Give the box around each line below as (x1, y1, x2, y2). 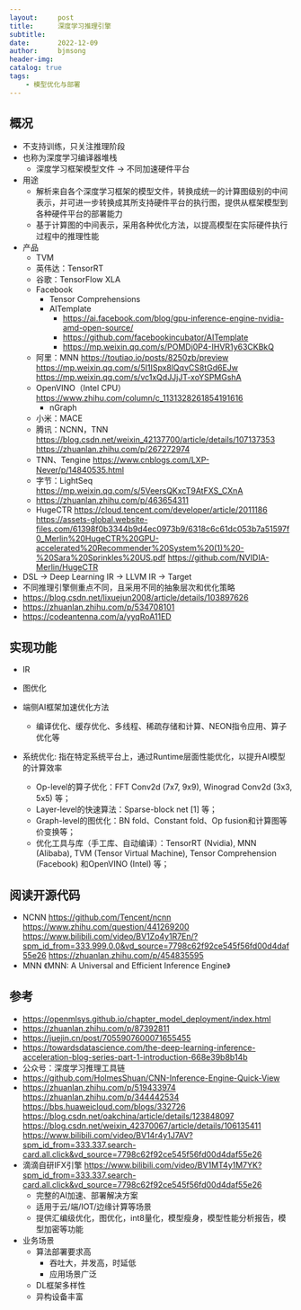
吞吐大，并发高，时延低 (49, 1257, 137, 1268)
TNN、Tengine (35, 455, 92, 466)
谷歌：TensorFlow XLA (35, 274, 121, 285)
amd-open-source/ (62, 323, 134, 334)
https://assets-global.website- (35, 514, 148, 525)
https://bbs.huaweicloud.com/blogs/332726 (22, 1101, 186, 1111)
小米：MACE (35, 413, 84, 423)
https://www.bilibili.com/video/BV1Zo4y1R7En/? (22, 931, 199, 942)
